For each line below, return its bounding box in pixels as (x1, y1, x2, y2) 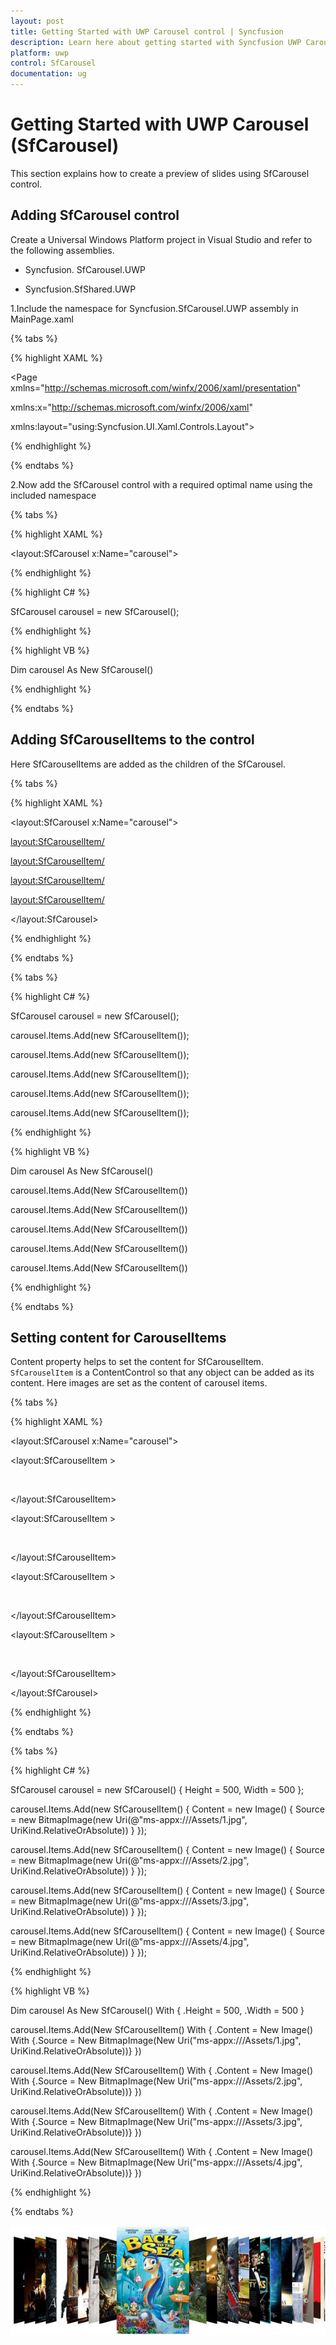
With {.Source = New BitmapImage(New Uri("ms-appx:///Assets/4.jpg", (10, 2156, 303, 2169)
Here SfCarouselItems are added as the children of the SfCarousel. (10, 758, 287, 770)
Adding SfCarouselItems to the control (10, 731, 255, 749)
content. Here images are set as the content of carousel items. (10, 1377, 268, 1389)
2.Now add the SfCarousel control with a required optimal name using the (10, 478, 313, 490)
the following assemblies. (10, 244, 115, 256)
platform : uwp (10, 48, 70, 58)
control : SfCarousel (10, 58, 97, 69)
